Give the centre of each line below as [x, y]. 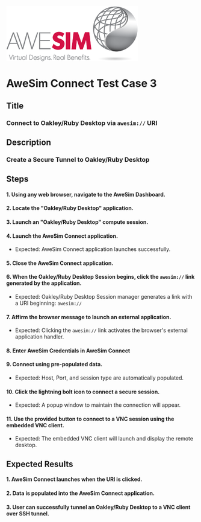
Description [29, 142]
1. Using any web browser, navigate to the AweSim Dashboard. [86, 194]
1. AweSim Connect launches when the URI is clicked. [74, 479]
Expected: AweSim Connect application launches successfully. [93, 249]
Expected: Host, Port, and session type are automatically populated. [99, 378]
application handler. [39, 337]
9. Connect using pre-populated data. [54, 364]
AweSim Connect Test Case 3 [82, 84]
